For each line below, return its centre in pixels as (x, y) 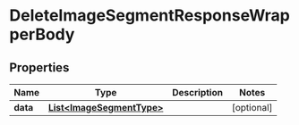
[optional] (252, 108)
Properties (39, 67)
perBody (42, 34)
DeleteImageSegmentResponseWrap (150, 16)
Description (198, 92)
